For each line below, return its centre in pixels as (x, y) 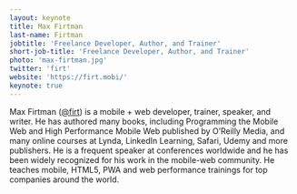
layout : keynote (40, 18)
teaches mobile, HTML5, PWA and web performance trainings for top (139, 169)
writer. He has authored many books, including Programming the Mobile (144, 121)
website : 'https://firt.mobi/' (69, 77)
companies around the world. (64, 179)
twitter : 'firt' (40, 69)
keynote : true (36, 86)
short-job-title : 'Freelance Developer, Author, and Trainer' (129, 52)
